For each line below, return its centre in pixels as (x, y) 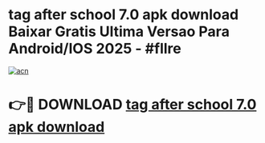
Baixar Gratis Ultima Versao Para (119, 32)
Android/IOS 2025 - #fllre (95, 49)
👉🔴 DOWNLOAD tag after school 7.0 (132, 105)
